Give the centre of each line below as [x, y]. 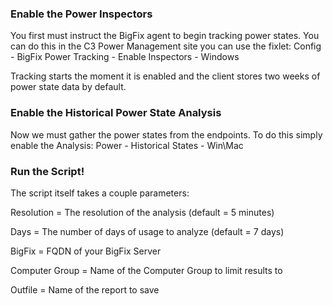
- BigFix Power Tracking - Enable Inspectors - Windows [125, 57]
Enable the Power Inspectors [81, 14]
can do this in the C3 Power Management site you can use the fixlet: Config [166, 46]
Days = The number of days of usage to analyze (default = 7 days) [147, 231]
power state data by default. [68, 87]
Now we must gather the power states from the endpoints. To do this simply [166, 134]
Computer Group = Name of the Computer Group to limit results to [146, 270]
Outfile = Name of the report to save [85, 289]
